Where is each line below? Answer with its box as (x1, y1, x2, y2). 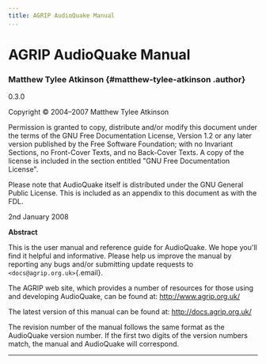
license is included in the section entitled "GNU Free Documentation (8, 156, 230, 166)
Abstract (8, 227, 38, 237)
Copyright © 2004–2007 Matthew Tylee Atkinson (8, 108, 169, 117)
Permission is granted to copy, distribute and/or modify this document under (8, 123, 258, 132)
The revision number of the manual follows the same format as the (8, 322, 226, 332)
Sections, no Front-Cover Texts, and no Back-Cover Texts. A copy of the (8, 148, 245, 157)
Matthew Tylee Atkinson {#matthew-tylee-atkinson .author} (8, 74, 246, 85)
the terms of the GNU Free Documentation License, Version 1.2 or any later (8, 131, 252, 141)
